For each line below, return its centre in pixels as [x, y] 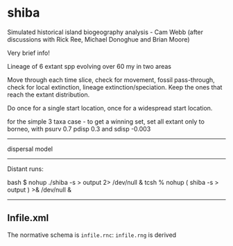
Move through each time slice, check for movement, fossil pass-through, [111, 80]
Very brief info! [28, 53]
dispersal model [30, 149]
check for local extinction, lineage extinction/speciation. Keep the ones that [115, 87]
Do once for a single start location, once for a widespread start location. [110, 108]
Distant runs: [25, 169]
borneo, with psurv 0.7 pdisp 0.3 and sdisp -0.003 [79, 129]
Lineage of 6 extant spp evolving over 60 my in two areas [89, 66]
